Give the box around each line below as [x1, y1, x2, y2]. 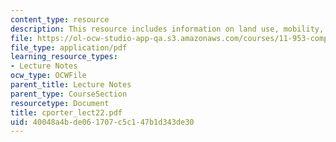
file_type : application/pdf [10, 42, 128, 53]
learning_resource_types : [10, 52, 118, 62]
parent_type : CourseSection [10, 89, 128, 99]
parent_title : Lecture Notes [10, 80, 132, 90]
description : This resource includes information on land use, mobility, [10, 24, 325, 34]
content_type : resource [10, 14, 110, 25]
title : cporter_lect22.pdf [10, 107, 123, 118]
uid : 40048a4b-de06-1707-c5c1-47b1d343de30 [10, 117, 195, 127]
